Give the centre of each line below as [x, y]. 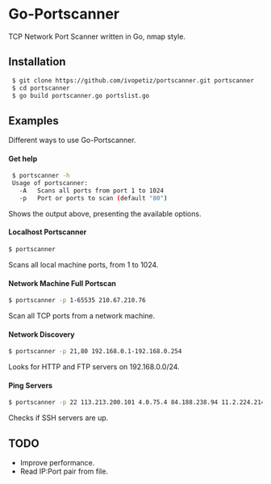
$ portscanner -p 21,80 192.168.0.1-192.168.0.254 [95, 351]
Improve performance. [57, 463]
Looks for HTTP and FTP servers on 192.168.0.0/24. [94, 367]
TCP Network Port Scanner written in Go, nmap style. [97, 36]
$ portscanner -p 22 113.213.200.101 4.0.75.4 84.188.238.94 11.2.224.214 [137, 402]
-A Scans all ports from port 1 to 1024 [91, 191]
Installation [37, 62]
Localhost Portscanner [48, 232]
